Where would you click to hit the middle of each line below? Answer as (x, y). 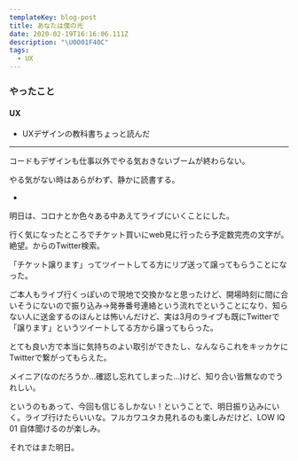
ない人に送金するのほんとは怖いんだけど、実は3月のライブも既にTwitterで (145, 316)
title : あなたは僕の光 (47, 26)
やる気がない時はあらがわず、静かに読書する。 (94, 180)
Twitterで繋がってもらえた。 (61, 358)
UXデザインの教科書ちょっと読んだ (86, 134)
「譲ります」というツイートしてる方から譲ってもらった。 (114, 328)
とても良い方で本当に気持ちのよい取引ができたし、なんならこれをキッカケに (149, 347)
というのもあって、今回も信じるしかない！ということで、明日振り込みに (141, 406)
